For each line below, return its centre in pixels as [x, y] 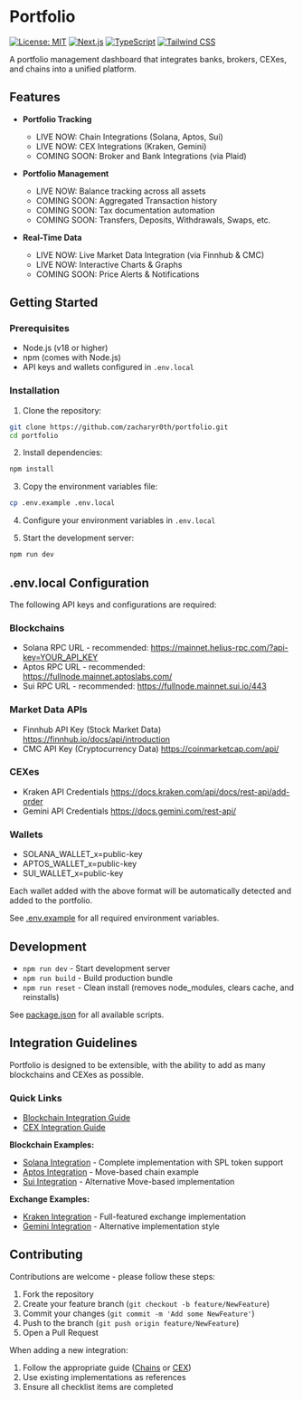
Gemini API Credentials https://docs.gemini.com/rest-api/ [129, 811]
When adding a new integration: [69, 1349]
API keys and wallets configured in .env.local [108, 367]
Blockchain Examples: [52, 1145]
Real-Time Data [52, 237]
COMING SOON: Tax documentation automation [125, 210]
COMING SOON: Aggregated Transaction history [127, 200]
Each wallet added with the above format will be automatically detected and [151, 891]
